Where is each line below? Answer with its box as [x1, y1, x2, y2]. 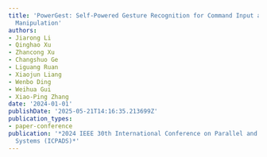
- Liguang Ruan [8, 63, 59, 71]
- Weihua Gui [8, 85, 52, 94]
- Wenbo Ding [8, 78, 52, 86]
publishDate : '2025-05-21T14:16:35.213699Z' [8, 108, 158, 116]
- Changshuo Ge [8, 56, 59, 64]
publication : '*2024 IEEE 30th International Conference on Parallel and [8, 129, 258, 137]
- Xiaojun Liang [8, 71, 62, 78]
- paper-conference [8, 122, 73, 130]
